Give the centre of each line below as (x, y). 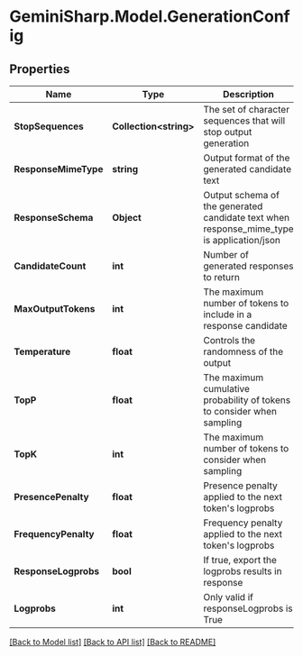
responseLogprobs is (248, 608)
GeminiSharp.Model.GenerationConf (150, 17)
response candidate (245, 326)
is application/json (242, 240)
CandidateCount (50, 266)
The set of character (246, 109)
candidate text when (246, 218)
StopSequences (49, 126)
